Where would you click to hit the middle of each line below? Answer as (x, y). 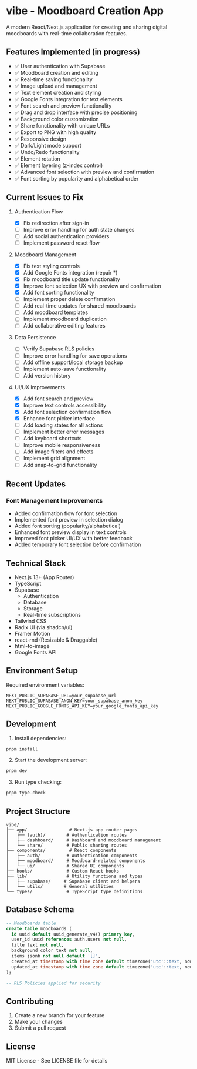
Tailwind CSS (30, 621)
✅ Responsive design (40, 139)
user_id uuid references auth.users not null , (69, 940)
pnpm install (22, 749)
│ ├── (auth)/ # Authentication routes (67, 835)
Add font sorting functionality (59, 293)
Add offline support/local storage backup (73, 362)
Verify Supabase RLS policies (59, 349)
